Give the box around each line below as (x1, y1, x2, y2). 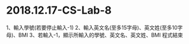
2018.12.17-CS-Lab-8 (6, 4, 112, 17)
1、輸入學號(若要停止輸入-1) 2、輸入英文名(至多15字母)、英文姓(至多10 (6, 24, 178, 31)
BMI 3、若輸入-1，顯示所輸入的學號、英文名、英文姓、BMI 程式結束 (18, 31, 183, 39)
